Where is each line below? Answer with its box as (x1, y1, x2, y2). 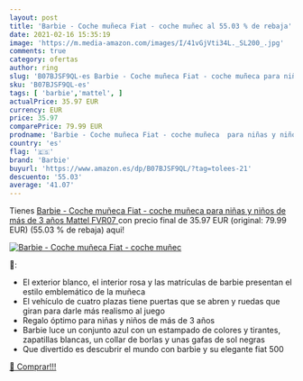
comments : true (9, 47, 67, 56)
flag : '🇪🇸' (9, 147, 54, 156)
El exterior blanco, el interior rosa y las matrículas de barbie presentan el (22, 277, 292, 288)
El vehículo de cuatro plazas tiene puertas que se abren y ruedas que (22, 296, 280, 307)
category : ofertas (9, 55, 78, 64)
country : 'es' (9, 139, 63, 148)
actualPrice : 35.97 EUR (9, 96, 99, 106)
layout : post (9, 13, 59, 23)
